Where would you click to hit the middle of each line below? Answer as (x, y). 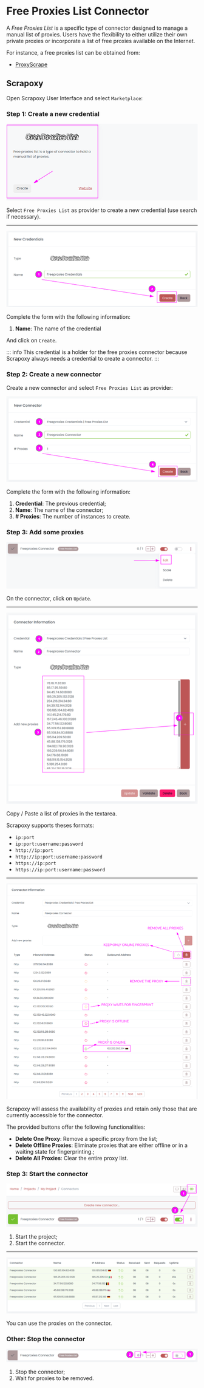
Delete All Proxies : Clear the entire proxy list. (72, 1158)
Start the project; (36, 1237)
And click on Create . (32, 341)
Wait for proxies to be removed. (54, 1378)
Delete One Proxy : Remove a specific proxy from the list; (86, 1138)
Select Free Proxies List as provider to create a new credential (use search (102, 210)
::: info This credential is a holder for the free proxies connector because (97, 352)
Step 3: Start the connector (47, 1174)
